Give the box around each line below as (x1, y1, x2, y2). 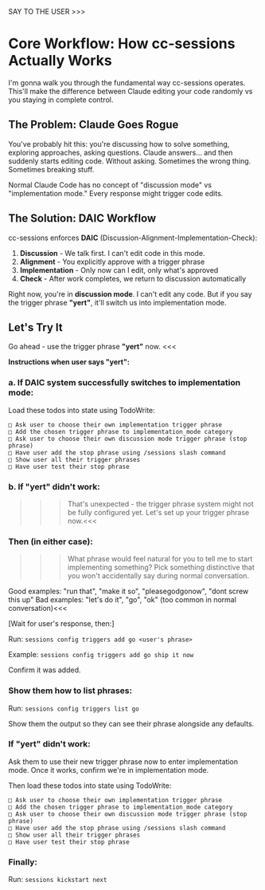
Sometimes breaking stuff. (8, 164, 95, 174)
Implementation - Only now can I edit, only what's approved (19, 265, 219, 274)
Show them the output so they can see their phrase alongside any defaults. (8, 719, 255, 728)
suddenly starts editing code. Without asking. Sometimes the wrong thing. (8, 156, 251, 166)
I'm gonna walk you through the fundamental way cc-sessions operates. (8, 77, 246, 87)
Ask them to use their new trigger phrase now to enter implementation (8, 757, 239, 766)
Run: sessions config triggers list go (8, 703, 139, 713)
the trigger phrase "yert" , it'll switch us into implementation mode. (8, 297, 227, 307)
